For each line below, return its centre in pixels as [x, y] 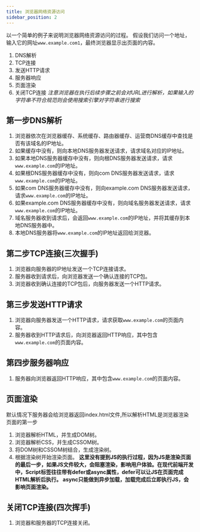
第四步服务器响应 [37, 363]
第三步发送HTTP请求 [44, 304]
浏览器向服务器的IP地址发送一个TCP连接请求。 [72, 269]
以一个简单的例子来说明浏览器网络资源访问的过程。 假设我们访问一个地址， [98, 35]
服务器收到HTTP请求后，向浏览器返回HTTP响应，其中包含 [86, 335]
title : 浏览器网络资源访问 [36, 12]
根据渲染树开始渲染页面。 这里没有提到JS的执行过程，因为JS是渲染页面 [103, 457]
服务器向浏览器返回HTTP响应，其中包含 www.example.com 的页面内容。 [99, 378]
